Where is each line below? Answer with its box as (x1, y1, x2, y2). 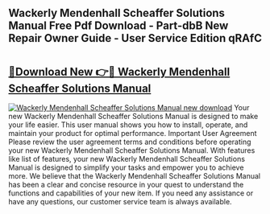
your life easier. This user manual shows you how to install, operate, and (8, 120, 248, 130)
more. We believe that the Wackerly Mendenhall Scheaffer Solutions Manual (8, 171, 260, 180)
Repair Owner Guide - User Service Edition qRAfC (8, 31, 262, 45)
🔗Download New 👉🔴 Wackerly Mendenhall (8, 64, 231, 79)
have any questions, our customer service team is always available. (8, 197, 232, 206)
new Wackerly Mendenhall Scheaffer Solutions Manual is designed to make (8, 112, 259, 121)
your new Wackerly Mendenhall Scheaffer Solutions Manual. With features (8, 146, 255, 155)
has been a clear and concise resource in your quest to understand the (8, 180, 244, 189)
